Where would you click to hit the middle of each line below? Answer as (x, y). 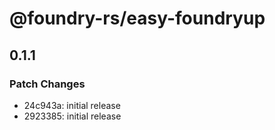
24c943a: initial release (72, 105)
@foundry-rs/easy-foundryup (137, 18)
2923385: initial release (72, 116)
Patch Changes (47, 84)
